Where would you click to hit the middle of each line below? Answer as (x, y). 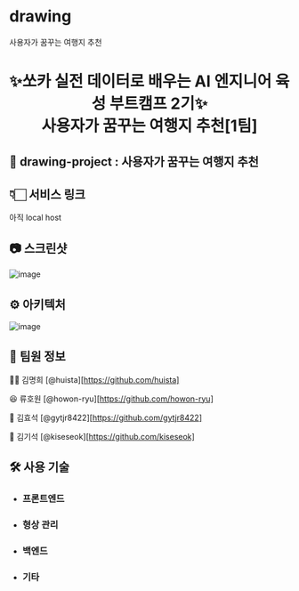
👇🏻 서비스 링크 (48, 194)
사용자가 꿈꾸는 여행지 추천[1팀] (149, 126)
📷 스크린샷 (38, 248)
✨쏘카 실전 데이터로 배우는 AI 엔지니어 (141, 81)
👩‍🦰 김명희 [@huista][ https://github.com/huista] (94, 379)
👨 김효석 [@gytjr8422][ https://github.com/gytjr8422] (106, 417)
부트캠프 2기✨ (159, 104)
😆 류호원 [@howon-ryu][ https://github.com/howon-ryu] (111, 399)
